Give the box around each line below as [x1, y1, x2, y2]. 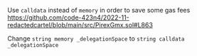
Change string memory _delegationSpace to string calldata [7, 34, 185, 43]
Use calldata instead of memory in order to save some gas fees [7, 6, 191, 14]
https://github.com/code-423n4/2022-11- [7, 13, 129, 22]
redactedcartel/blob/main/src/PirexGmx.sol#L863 [7, 21, 153, 29]
